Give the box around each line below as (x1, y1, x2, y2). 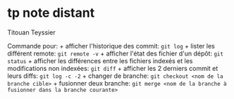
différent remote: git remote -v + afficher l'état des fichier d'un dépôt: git (7, 49, 224, 58)
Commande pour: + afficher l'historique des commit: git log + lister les (7, 41, 215, 50)
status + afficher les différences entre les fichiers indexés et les (7, 56, 193, 65)
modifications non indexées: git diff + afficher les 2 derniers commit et (7, 64, 218, 72)
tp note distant (7, 5, 95, 21)
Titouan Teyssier (7, 28, 56, 37)
